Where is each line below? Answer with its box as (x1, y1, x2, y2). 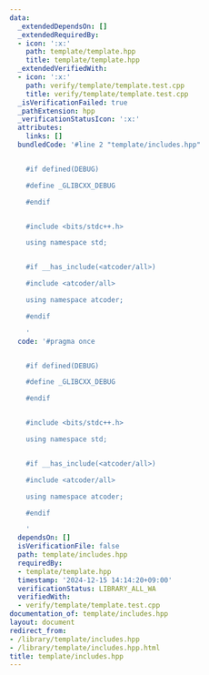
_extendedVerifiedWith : (17, 65, 107, 74)
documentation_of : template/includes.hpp (9, 610, 169, 619)
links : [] (25, 132, 64, 141)
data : (9, 13, 30, 23)
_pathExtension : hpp (17, 106, 95, 116)
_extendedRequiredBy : (17, 30, 100, 39)
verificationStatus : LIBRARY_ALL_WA (17, 584, 156, 593)
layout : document (9, 618, 75, 627)
